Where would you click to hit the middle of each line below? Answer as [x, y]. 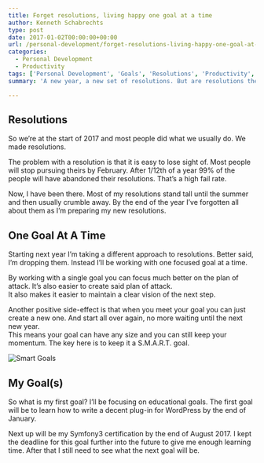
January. [22, 418]
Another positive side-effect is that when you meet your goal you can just [127, 310]
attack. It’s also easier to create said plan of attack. [90, 286]
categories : [27, 52]
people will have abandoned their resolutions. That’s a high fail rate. [117, 179]
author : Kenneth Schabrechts [56, 23]
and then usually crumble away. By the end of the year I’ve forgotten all [124, 202]
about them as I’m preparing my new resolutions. [87, 211]
